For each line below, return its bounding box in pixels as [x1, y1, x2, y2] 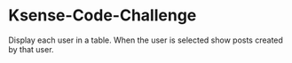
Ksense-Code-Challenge [8, 5, 197, 26]
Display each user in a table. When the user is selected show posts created [8, 35, 283, 45]
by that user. [8, 43, 54, 54]
